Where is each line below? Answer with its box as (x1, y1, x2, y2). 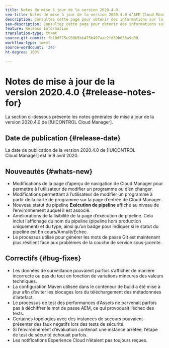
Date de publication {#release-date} (5, 134, 121, 142)
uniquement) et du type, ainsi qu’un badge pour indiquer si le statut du (12, 223, 159, 229)
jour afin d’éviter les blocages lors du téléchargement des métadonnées (12, 288, 162, 295)
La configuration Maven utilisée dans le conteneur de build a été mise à (12, 283, 161, 289)
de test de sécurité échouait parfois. (12, 331, 88, 338)
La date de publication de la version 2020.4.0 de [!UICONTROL (5, 147, 136, 153)
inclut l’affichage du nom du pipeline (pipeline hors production (12, 218, 141, 224)
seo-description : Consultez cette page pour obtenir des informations (5, 21, 156, 27)
